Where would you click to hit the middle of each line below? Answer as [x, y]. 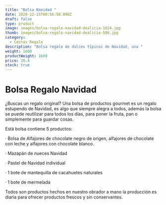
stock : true [17, 65]
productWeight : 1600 [27, 56]
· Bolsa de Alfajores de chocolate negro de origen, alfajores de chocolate [80, 138]
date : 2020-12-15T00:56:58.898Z [38, 14]
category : [15, 38]
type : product [20, 24]
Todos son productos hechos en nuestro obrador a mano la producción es [81, 192]
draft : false [19, 19]
